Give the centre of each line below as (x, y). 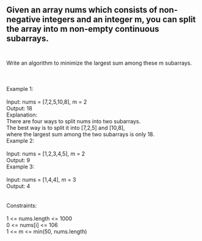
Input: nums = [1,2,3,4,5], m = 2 (46, 153)
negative (23, 20)
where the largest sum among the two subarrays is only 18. (80, 134)
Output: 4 (18, 186)
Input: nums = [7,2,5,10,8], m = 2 (47, 102)
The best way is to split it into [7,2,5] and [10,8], (66, 128)
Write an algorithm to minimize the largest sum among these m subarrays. (99, 63)
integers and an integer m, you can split (119, 20)
